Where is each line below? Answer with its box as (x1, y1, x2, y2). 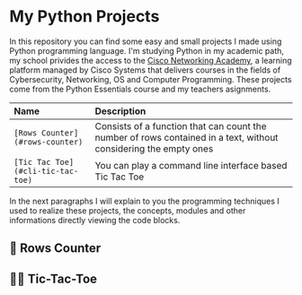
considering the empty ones (94, 142, 214, 154)
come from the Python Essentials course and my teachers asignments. (9, 83, 271, 94)
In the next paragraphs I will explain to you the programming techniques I (9, 195, 280, 206)
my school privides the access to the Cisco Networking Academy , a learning (9, 55, 292, 65)
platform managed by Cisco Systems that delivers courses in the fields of (9, 65, 281, 75)
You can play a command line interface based (94, 159, 288, 171)
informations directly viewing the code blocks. (9, 214, 181, 225)
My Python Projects (9, 6, 160, 27)
